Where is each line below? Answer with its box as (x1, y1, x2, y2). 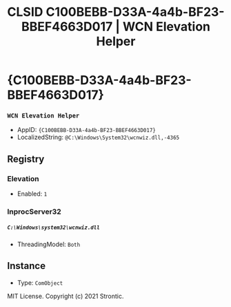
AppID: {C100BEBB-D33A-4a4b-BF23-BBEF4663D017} (17, 126, 157, 134)
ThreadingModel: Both (17, 240, 81, 249)
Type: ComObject (17, 278, 63, 287)
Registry (7, 153, 45, 165)
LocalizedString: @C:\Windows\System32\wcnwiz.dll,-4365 (17, 133, 180, 142)
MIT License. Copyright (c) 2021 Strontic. (7, 292, 124, 300)
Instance (7, 260, 46, 272)
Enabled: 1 (17, 189, 48, 198)
